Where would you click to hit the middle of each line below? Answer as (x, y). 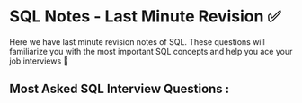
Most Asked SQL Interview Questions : (120, 89)
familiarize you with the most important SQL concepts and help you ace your (151, 51)
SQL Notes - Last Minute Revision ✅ (145, 17)
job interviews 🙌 (39, 61)
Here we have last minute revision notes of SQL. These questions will (137, 41)
